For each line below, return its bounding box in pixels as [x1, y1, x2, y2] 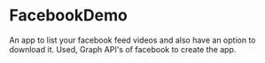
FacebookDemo [9, 5, 129, 26]
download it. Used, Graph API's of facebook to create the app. [9, 43, 237, 54]
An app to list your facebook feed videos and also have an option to [9, 35, 256, 45]
